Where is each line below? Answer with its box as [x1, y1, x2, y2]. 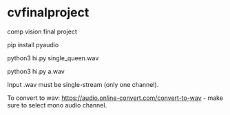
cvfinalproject [7, 5, 90, 21]
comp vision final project [7, 27, 77, 36]
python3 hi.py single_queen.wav [7, 53, 99, 62]
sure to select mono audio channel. [7, 101, 107, 109]
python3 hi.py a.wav [7, 67, 65, 75]
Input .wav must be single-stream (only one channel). [7, 80, 159, 88]
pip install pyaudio [7, 40, 59, 49]
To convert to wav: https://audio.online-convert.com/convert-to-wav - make [7, 94, 224, 102]
